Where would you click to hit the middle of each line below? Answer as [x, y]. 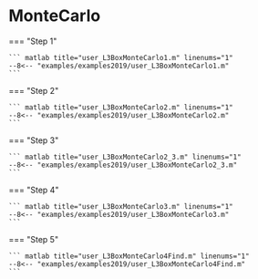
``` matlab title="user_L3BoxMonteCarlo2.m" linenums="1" [121, 107]
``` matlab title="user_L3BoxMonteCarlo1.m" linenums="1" [121, 57]
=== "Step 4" [34, 190]
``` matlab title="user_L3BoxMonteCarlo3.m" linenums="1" [121, 206]
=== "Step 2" [34, 90]
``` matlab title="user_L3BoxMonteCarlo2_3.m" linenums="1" [125, 157]
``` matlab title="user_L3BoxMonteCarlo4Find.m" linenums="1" [129, 256]
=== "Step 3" [34, 140]
